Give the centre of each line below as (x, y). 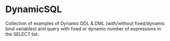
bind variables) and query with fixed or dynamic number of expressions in (83, 28)
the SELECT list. (22, 34)
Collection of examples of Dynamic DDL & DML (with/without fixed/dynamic (85, 23)
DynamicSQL (34, 9)
